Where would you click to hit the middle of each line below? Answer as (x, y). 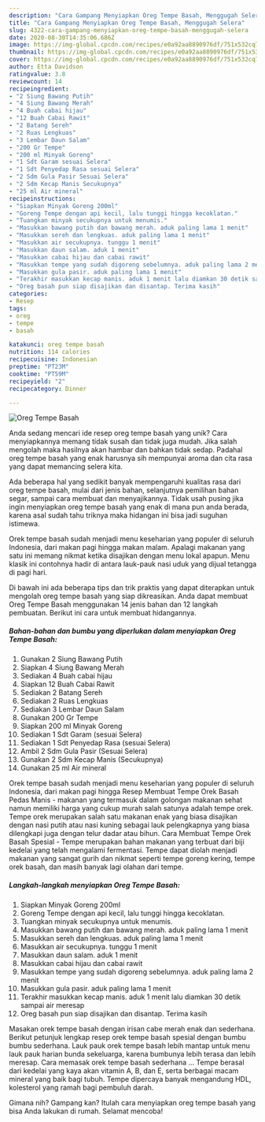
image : (20, 45)
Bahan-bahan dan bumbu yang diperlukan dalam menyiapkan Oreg (123, 630)
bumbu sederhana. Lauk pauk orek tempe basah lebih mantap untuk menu (130, 1046)
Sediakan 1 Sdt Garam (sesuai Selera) (81, 734)
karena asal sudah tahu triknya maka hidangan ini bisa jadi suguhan (118, 515)
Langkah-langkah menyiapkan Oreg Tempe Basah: (94, 885)
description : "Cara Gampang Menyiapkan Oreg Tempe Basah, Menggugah (123, 15)
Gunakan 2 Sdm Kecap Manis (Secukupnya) (92, 760)
